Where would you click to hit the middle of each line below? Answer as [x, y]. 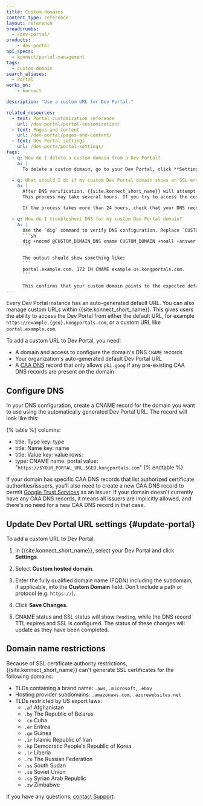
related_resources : [31, 113]
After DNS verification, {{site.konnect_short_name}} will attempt [109, 192]
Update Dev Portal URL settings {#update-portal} [101, 524]
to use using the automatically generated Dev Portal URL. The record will [97, 412]
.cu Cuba [36, 720]
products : [19, 40]
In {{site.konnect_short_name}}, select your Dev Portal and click [95, 550]
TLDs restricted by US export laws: [59, 700]
